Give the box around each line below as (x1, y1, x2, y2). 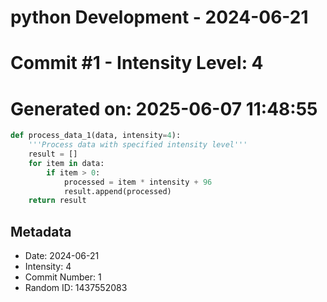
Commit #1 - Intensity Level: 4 (10, 52, 264, 75)
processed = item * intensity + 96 (63, 177, 213, 187)
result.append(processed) (63, 186, 172, 196)
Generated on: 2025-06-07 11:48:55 (10, 97, 318, 120)
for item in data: (28, 158, 105, 168)
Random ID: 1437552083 (24, 282, 128, 294)
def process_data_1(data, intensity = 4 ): (10, 131, 182, 141)
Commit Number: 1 (24, 271, 102, 283)
